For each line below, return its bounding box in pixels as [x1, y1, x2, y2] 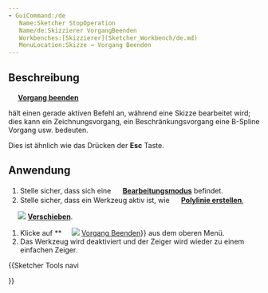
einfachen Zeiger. [19, 244, 78, 255]
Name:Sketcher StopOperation [18, 19, 116, 27]
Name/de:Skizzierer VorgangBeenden [18, 26, 137, 34]
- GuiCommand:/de [8, 11, 66, 20]
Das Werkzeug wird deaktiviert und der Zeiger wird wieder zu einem [19, 236, 245, 246]
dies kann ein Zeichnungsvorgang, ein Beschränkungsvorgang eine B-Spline [8, 116, 260, 126]
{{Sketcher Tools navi [8, 260, 80, 270]
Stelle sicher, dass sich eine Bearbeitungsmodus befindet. [19, 186, 223, 195]
